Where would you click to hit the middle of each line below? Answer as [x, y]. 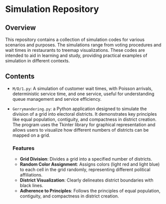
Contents [20, 77]
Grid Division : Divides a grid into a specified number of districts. [86, 159]
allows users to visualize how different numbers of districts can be [81, 130]
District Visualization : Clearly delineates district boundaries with [86, 180]
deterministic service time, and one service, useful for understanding [83, 94]
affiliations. [31, 175]
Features [23, 148]
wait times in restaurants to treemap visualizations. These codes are [75, 50]
